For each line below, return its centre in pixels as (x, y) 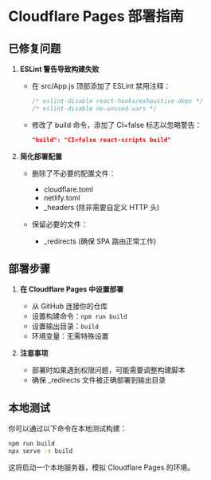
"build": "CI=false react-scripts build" (101, 140)
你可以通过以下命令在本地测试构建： (68, 429)
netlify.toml (62, 197)
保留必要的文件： (60, 224)
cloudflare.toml (68, 189)
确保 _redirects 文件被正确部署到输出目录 (99, 380)
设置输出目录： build (65, 326)
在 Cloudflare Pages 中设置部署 (72, 289)
